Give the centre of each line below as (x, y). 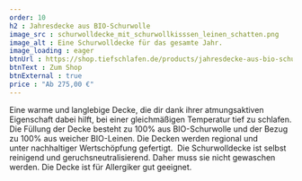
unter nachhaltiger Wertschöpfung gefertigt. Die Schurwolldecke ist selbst (148, 148)
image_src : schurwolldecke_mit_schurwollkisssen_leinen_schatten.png (144, 34)
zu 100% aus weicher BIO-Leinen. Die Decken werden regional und (134, 138)
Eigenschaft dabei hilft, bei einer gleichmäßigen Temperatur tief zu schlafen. (151, 119)
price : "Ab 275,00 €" (52, 84)
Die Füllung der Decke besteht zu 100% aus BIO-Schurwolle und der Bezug (149, 129)
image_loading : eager (52, 51)
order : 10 (28, 17)
